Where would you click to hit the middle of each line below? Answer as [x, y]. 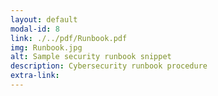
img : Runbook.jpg [46, 47]
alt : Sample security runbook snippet [91, 57]
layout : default [44, 19]
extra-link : [35, 76]
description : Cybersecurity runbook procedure [109, 66]
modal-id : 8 [35, 29]
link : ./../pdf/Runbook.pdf [69, 38]
